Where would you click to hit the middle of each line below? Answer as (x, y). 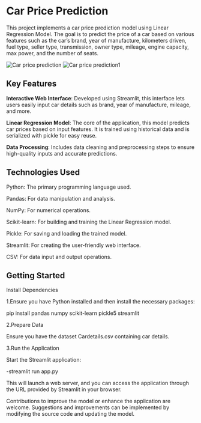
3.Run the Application (33, 348)
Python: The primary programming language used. (69, 187)
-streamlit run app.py (32, 371)
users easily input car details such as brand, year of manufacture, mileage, (98, 105)
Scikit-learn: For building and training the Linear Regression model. (89, 222)
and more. (19, 111)
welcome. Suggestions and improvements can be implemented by (88, 407)
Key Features (31, 84)
